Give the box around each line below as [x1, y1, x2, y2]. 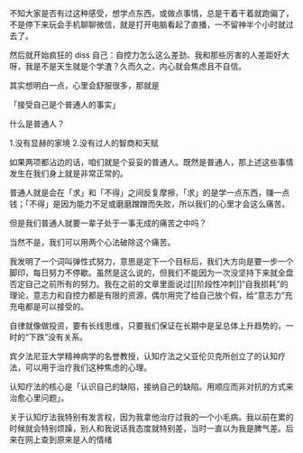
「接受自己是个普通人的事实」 [9, 99, 120, 110]
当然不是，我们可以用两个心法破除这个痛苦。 [9, 237, 176, 247]
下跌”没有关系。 [28, 332, 88, 342]
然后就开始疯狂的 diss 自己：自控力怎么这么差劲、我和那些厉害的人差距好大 [9, 50, 290, 60]
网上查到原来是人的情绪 [24, 434, 113, 445]
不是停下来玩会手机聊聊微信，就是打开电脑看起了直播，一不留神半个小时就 [9, 19, 286, 30]
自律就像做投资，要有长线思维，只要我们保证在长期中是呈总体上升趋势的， [9, 320, 286, 331]
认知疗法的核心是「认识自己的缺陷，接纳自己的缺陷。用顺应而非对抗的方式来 [9, 382, 294, 392]
